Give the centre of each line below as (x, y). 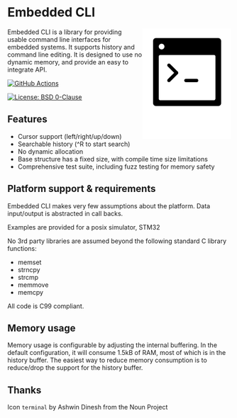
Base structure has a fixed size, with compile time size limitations (112, 159)
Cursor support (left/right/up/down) (70, 136)
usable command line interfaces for (59, 39)
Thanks (24, 390)
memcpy (31, 292)
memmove (33, 285)
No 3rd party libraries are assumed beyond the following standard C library (117, 241)
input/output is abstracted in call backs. (65, 213)
